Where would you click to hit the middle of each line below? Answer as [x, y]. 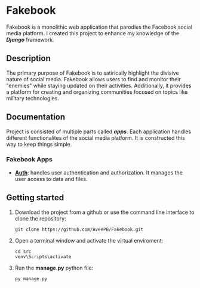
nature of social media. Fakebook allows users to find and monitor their [93, 79]
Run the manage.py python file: [54, 268]
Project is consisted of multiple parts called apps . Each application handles [99, 131]
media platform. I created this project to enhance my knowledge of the [93, 33]
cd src [23, 252]
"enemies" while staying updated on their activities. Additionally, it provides [99, 85]
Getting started [35, 198]
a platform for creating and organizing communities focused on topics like [97, 92]
